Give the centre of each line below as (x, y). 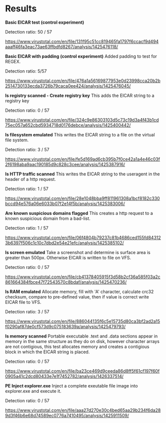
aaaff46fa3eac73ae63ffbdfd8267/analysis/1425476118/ (62, 46)
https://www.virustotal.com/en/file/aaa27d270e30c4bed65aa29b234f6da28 (83, 410)
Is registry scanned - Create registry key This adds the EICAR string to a (80, 95)
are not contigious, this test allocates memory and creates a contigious (77, 346)
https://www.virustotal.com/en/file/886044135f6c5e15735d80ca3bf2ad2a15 (83, 321)
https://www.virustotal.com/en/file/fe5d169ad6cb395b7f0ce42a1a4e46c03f (83, 159)
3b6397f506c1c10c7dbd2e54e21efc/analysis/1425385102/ (65, 243)
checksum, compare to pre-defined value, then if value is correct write (77, 296)
